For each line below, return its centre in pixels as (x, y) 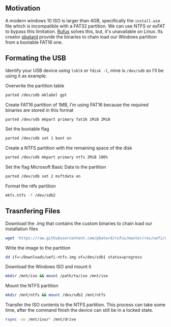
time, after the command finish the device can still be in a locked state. (79, 310)
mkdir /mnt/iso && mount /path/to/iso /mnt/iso (57, 276)
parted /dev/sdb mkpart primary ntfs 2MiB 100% (57, 157)
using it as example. (26, 76)
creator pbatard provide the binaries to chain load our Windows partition (81, 37)
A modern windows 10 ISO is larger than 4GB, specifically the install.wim (83, 20)
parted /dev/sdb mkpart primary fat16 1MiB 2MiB (58, 119)
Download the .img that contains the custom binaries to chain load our (79, 223)
